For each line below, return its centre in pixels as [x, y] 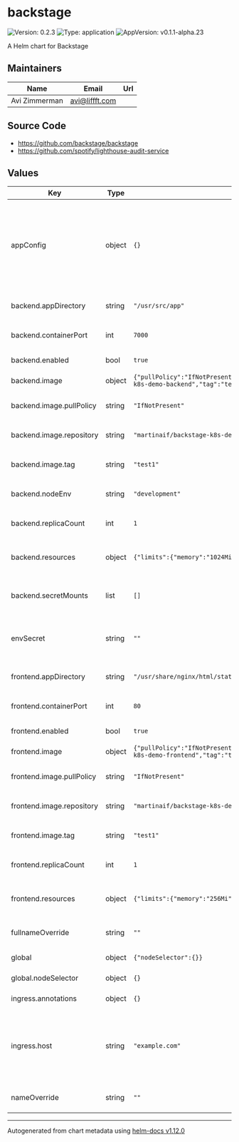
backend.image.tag [43, 464]
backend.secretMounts [50, 596]
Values [23, 173]
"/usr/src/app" [159, 306]
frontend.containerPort [49, 706]
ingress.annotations [44, 999]
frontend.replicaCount [48, 865]
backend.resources [43, 557]
